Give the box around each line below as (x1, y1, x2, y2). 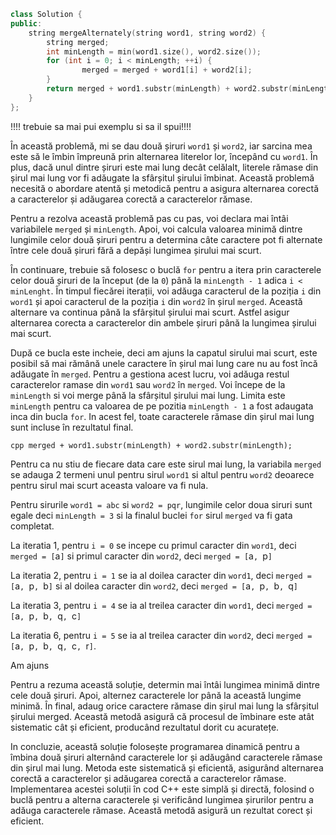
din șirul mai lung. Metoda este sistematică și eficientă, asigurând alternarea (10, 761, 324, 774)
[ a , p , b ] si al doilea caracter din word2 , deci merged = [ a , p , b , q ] (10, 580, 299, 592)
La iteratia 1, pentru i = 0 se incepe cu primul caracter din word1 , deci (10, 539, 297, 551)
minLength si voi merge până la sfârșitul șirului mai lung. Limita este (10, 389, 286, 401)
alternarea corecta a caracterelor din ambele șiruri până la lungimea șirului (10, 316, 317, 329)
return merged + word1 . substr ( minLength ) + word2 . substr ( (46, 84, 293, 94)
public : (10, 18, 43, 29)
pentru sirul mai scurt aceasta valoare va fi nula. (10, 479, 209, 491)
